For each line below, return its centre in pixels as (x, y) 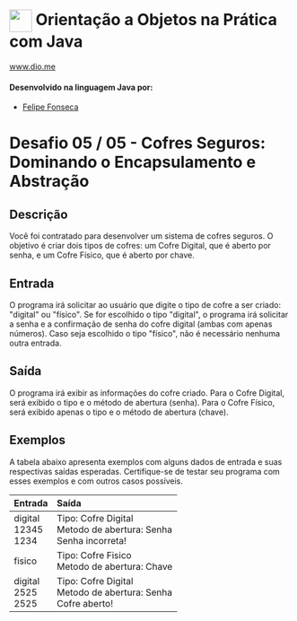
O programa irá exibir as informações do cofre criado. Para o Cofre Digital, (147, 393)
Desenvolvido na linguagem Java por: (81, 87)
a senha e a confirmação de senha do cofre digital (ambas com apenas (141, 324)
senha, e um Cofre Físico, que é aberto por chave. (102, 255)
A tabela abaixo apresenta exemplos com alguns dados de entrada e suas (146, 461)
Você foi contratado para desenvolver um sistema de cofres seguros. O (141, 236)
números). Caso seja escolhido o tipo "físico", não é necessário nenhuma (145, 333)
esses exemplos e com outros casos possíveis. (96, 481)
